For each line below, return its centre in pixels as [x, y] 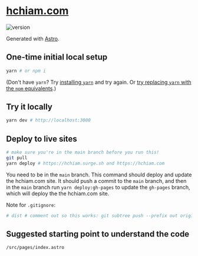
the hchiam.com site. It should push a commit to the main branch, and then [96, 180]
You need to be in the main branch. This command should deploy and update [99, 175]
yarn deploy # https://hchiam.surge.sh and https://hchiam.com [85, 163]
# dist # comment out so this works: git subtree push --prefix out [92, 216]
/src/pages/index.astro [35, 248]
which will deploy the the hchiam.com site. [58, 193]
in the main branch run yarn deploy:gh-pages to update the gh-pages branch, [98, 187]
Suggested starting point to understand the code [98, 234]
